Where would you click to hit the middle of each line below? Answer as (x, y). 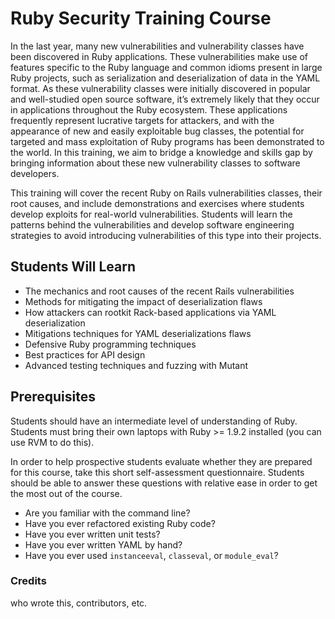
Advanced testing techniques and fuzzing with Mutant (136, 365)
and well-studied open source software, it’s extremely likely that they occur (165, 99)
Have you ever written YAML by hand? (103, 544)
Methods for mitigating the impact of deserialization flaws (143, 301)
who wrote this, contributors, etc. (79, 603)
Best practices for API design (85, 354)
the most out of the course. (66, 493)
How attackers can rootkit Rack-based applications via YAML (150, 312)
